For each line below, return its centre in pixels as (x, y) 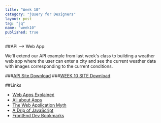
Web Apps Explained (33, 95)
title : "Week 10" (23, 10)
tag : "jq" (15, 23)
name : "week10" (21, 28)
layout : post (18, 19)
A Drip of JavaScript (33, 110)
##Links (13, 85)
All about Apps (27, 100)
